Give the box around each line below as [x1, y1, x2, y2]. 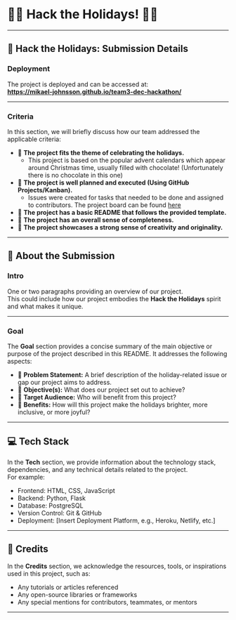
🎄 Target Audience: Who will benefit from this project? [17, 393, 177, 401]
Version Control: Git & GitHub [17, 508, 102, 517]
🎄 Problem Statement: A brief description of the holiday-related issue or [17, 370, 228, 378]
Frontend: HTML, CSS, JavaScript [17, 486, 116, 494]
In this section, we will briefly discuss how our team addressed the [7, 127, 200, 136]
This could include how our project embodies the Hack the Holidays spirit [7, 294, 221, 303]
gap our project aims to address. [17, 378, 112, 386]
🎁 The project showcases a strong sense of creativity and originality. [17, 223, 223, 231]
